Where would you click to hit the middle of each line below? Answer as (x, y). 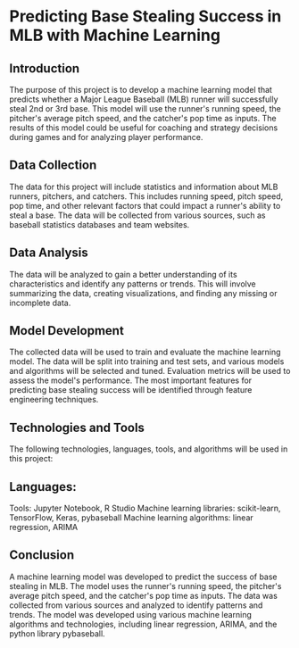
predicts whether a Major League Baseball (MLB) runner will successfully (144, 99)
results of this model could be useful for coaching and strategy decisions (144, 128)
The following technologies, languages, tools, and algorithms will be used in (149, 449)
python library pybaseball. (57, 633)
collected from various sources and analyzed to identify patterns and (136, 605)
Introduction (45, 68)
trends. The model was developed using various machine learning (131, 614)
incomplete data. (40, 303)
